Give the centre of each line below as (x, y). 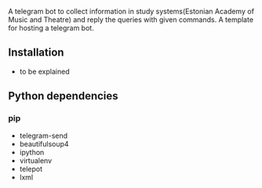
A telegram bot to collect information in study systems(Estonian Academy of (131, 11)
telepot (31, 168)
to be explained (44, 71)
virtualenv (36, 161)
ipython (32, 152)
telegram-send (44, 136)
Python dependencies (64, 96)
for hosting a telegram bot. (51, 28)
